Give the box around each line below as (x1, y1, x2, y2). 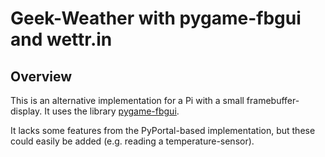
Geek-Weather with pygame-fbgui (10, 7, 302, 30)
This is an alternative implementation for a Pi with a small (10, 95, 245, 106)
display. (10, 105, 43, 117)
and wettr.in (10, 28, 113, 51)
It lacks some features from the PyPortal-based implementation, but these (10, 125, 316, 136)
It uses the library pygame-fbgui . (44, 105, 180, 117)
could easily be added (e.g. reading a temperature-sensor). (10, 135, 255, 147)
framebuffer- (246, 95, 300, 106)
